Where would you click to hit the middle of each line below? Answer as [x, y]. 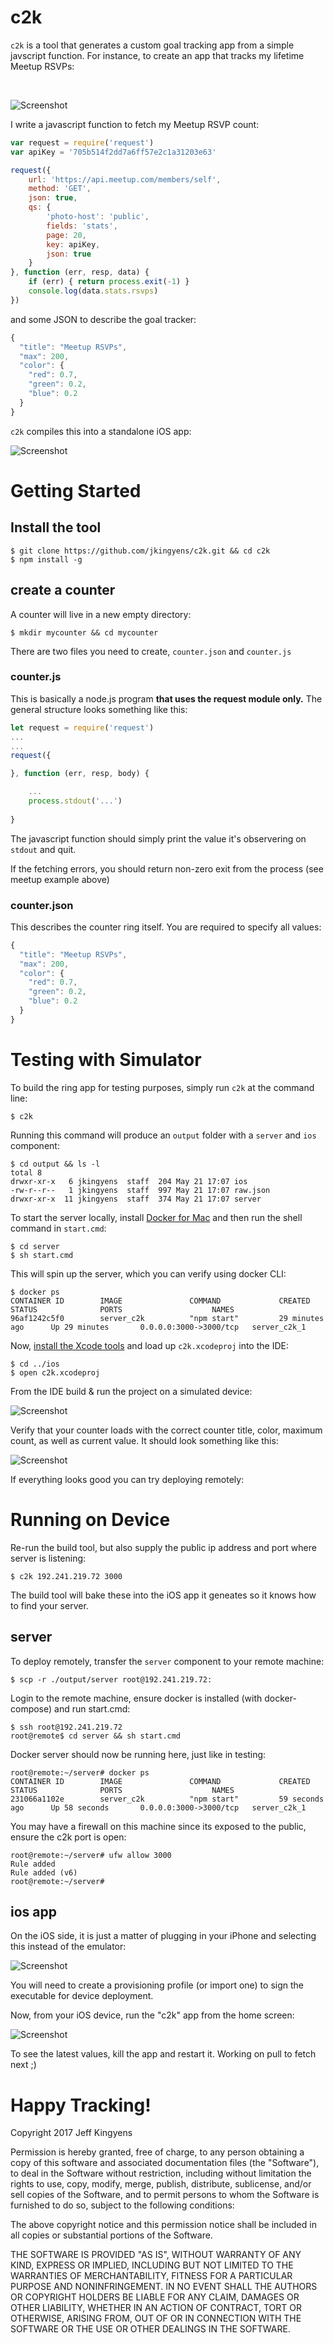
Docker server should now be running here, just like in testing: [138, 1754]
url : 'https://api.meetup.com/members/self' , [125, 179]
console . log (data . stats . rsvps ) [93, 291]
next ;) [23, 2065]
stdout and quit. [43, 849]
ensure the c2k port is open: [68, 1837]
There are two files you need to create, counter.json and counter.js [151, 651]
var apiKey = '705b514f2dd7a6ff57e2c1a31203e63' [113, 152]
